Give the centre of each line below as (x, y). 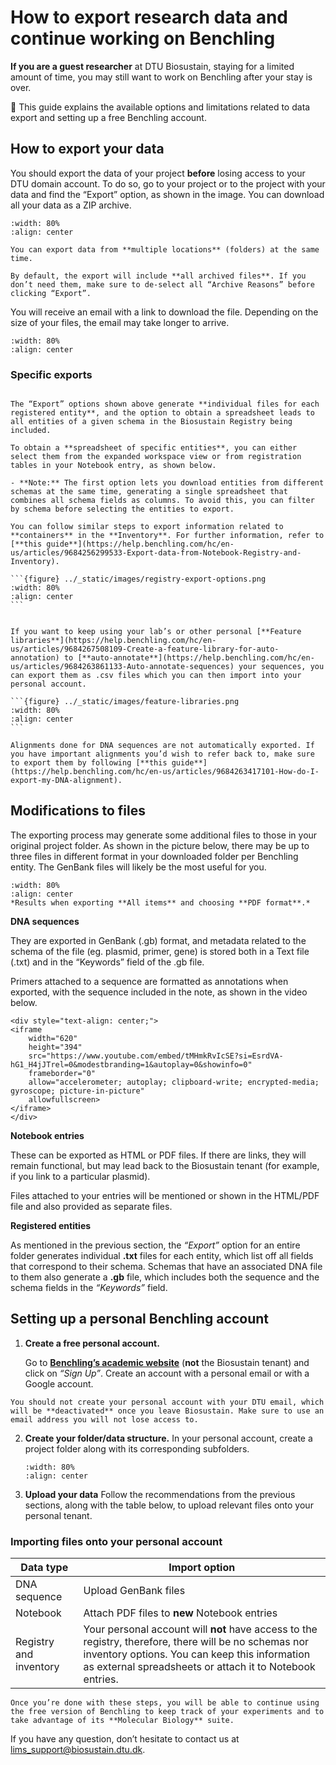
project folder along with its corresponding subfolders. (137, 1448)
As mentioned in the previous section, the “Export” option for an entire (155, 1245)
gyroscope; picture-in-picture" (77, 1091)
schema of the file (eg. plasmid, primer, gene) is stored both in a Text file (160, 951)
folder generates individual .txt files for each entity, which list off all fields (162, 1255)
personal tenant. (58, 1515)
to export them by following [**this (89, 763)
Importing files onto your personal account (116, 1541)
